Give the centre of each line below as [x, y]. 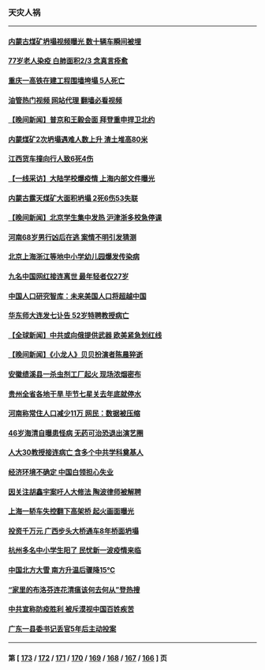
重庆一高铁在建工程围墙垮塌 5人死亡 [67, 81]
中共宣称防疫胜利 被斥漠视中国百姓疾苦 [71, 609]
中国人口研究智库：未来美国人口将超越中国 [77, 296]
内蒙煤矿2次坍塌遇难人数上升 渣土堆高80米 [78, 139]
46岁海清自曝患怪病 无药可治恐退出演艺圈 [76, 433]
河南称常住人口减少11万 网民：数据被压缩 [74, 414]
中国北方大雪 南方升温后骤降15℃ [62, 570]
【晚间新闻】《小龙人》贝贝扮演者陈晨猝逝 [76, 354]
